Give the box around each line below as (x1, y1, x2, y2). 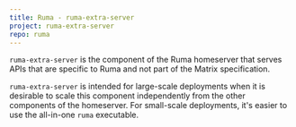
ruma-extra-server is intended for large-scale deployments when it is (9, 81, 265, 92)
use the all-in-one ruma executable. (9, 109, 139, 121)
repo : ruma (9, 30, 50, 38)
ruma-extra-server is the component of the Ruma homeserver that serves (9, 55, 283, 65)
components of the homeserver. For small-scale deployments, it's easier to (9, 100, 288, 111)
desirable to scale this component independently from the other (9, 90, 246, 101)
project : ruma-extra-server (9, 21, 115, 30)
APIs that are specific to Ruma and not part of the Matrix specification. (9, 63, 271, 74)
